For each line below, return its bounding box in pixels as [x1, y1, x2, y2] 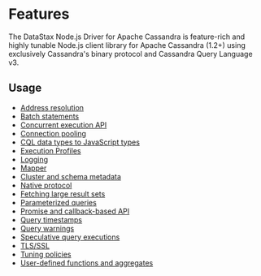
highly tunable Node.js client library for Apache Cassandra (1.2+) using [8, 40, 246, 50]
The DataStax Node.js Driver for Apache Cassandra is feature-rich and [8, 32, 246, 41]
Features [8, 5, 70, 24]
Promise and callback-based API [20, 206, 130, 216]
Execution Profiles [20, 145, 81, 155]
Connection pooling [20, 128, 87, 138]
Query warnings [20, 223, 75, 233]
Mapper [20, 163, 47, 173]
